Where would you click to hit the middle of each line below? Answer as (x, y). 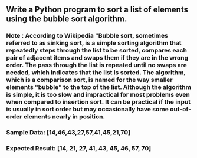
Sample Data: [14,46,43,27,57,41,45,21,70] (68, 133)
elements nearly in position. (64, 117)
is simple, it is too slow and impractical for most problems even (98, 95)
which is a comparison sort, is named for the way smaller (89, 80)
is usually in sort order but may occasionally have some (88, 110)
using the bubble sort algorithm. (67, 19)
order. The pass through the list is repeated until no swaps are (97, 65)
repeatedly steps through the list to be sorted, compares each (97, 51)
